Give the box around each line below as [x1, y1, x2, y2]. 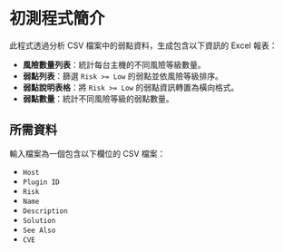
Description [22, 206, 68, 216]
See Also [22, 226, 56, 235]
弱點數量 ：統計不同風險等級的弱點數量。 [22, 92, 174, 104]
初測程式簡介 [9, 8, 106, 29]
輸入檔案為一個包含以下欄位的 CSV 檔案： [9, 148, 166, 159]
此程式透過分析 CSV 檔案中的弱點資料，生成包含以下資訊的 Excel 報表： [9, 40, 278, 51]
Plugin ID [22, 178, 61, 187]
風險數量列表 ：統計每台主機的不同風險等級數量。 [22, 59, 206, 70]
